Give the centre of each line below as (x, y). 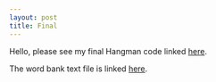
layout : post (33, 17)
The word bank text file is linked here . (79, 69)
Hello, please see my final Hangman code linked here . (108, 51)
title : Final (33, 26)
